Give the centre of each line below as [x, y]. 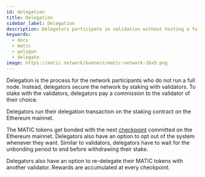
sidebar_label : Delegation [41, 23]
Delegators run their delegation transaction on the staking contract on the [99, 111]
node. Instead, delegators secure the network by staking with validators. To [101, 86]
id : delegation [26, 12]
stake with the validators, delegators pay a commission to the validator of [98, 93]
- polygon [24, 52]
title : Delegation [30, 18]
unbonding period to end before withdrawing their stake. [77, 149]
